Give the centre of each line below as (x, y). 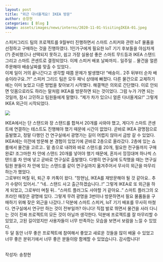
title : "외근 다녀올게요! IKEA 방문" (39, 14)
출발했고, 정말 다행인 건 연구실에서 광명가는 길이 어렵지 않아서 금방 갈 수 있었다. (80, 135)
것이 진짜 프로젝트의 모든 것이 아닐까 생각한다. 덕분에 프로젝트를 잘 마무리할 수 (84, 215)
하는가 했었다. (18, 172)
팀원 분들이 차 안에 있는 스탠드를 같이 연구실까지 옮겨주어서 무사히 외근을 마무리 (80, 166)
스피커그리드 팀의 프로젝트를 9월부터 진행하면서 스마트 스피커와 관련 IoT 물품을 (80, 43)
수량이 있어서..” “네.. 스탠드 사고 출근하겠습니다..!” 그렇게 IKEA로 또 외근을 (80, 184)
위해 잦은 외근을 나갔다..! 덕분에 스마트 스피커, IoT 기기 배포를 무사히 (82, 202)
